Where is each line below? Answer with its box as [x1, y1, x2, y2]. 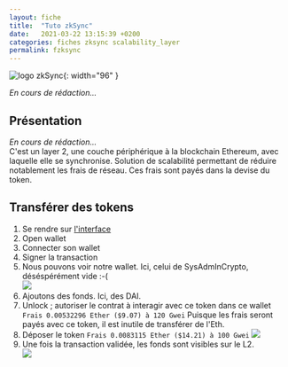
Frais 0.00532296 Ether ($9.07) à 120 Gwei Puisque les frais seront [21, 309, 273, 320]
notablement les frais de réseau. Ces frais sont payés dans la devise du [9, 165, 270, 176]
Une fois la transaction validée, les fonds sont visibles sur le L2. [21, 339, 254, 349]
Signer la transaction [21, 252, 98, 262]
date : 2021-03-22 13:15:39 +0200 [9, 29, 141, 38]
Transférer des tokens [9, 200, 135, 215]
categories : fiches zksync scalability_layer [9, 37, 180, 47]
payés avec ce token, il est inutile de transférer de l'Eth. [21, 318, 225, 329]
